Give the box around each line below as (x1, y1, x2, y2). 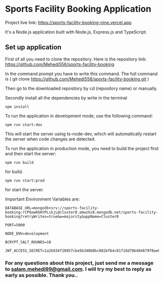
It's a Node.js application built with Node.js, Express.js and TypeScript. (5, 29, 147, 35)
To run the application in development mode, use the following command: (5, 113, 153, 119)
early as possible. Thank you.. (5, 272, 78, 279)
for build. (5, 168, 23, 174)
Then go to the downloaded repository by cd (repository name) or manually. (5, 85, 158, 91)
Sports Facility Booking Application (5, 3, 151, 15)
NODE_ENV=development (5, 231, 49, 236)
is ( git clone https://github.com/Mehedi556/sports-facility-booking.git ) (5, 76, 149, 81)
